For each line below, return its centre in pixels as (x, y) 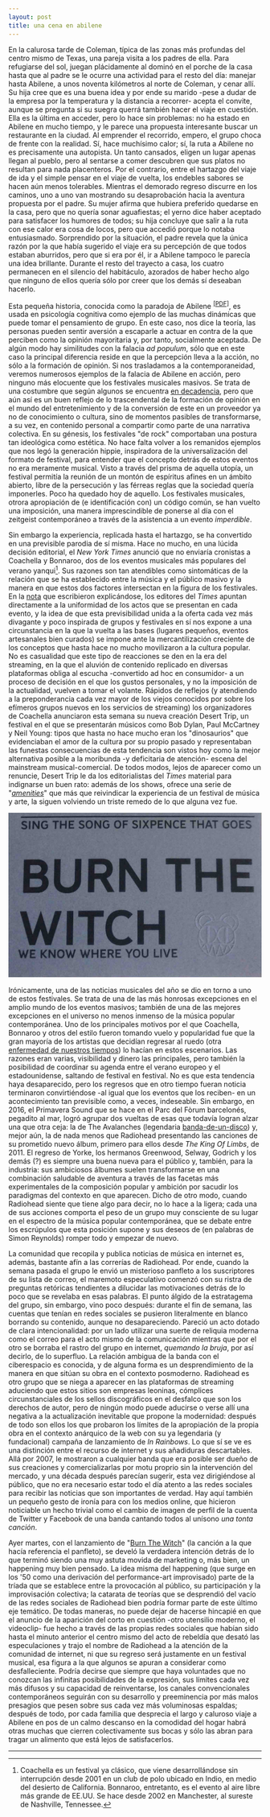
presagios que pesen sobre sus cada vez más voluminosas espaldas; (123, 1705)
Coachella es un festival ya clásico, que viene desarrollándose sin (129, 1770)
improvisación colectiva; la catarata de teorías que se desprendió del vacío (132, 1594)
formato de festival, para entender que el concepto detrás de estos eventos (133, 459)
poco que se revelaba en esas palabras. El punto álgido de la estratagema (131, 1296)
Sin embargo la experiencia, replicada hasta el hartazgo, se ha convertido (130, 535)
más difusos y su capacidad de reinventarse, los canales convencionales (129, 1688)
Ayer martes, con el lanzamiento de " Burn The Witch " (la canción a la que (130, 1543)
